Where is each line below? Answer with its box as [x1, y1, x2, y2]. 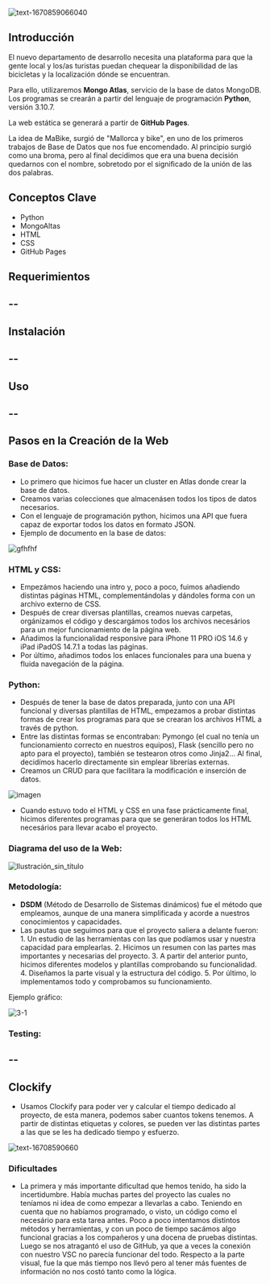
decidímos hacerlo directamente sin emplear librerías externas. [19, 757, 230, 767]
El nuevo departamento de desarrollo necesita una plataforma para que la [8, 52, 253, 62]
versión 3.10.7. [8, 101, 55, 112]
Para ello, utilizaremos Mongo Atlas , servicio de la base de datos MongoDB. [8, 85, 262, 94]
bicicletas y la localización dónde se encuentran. [8, 69, 171, 79]
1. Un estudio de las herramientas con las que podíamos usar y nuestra [19, 934, 256, 943]
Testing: [8, 1028, 42, 1039]
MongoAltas [19, 221, 60, 230]
